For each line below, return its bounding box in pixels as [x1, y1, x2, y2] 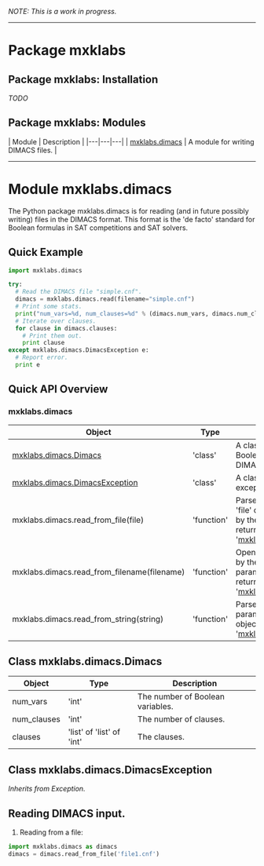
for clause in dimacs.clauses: [15, 324, 118, 332]
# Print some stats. [15, 302, 82, 311]
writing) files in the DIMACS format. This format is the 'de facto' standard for [8, 214, 255, 224]
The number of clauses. [137, 714, 225, 725]
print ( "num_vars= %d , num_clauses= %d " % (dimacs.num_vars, [15, 309, 210, 317]
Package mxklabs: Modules [8, 116, 147, 130]
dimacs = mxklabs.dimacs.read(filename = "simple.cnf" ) [15, 295, 195, 303]
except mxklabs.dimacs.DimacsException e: [8, 346, 149, 354]
